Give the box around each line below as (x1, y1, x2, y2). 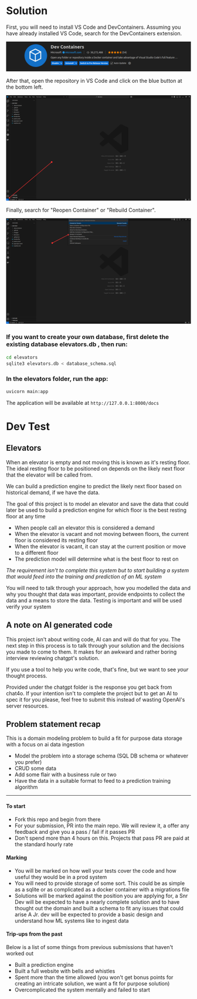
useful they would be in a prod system (14, 873, 107, 880)
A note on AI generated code (6, 620, 113, 630)
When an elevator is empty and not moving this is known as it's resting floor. (6, 458, 191, 465)
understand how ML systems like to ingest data (14, 917, 129, 924)
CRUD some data (14, 765, 57, 772)
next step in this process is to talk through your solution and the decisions (6, 642, 185, 649)
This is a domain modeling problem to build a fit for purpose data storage (6, 735, 183, 742)
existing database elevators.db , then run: (6, 340, 128, 348)
